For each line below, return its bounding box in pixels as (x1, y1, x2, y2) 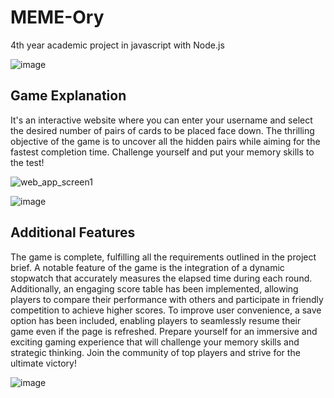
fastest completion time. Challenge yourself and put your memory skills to (10, 146, 315, 158)
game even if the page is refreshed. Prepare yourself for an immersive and (10, 325, 318, 337)
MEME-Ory (10, 6, 105, 29)
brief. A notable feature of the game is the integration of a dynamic (10, 261, 285, 273)
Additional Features (10, 224, 136, 241)
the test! (10, 156, 45, 168)
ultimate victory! (10, 357, 77, 369)
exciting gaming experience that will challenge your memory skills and (10, 336, 300, 348)
